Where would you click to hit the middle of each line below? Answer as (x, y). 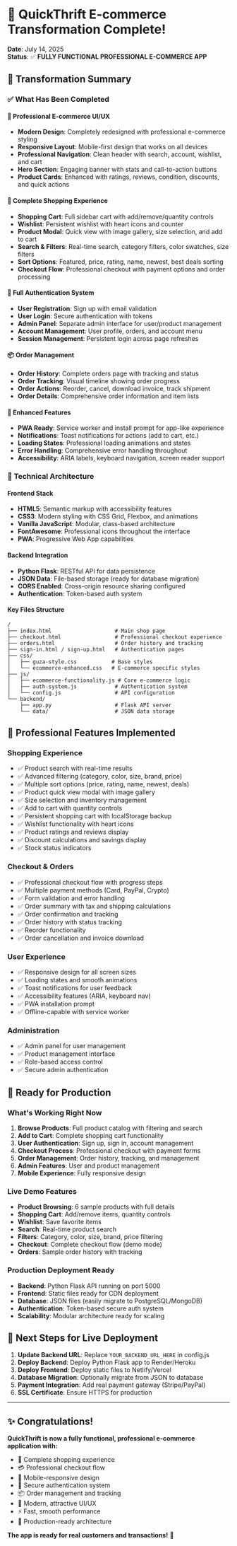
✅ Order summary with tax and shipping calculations (94, 906)
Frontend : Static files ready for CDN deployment (88, 1293)
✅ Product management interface (66, 1054)
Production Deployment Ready (61, 1270)
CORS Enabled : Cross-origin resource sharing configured (101, 586)
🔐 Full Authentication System (51, 293)
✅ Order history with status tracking (69, 922)
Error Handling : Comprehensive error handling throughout (102, 451)
